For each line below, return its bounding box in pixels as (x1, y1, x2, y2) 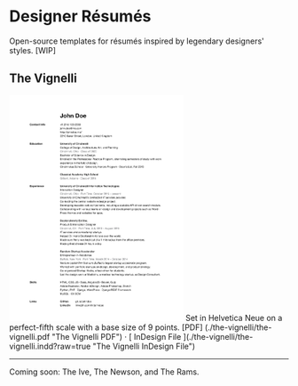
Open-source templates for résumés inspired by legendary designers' (9, 36, 264, 46)
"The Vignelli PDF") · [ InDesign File (51, 332, 182, 342)
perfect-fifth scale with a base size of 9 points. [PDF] (9, 322, 203, 333)
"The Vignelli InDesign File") (92, 341, 196, 352)
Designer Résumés (9, 6, 152, 27)
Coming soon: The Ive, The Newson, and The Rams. (9, 366, 200, 377)
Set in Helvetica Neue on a (184, 313, 283, 324)
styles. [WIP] (9, 44, 56, 55)
